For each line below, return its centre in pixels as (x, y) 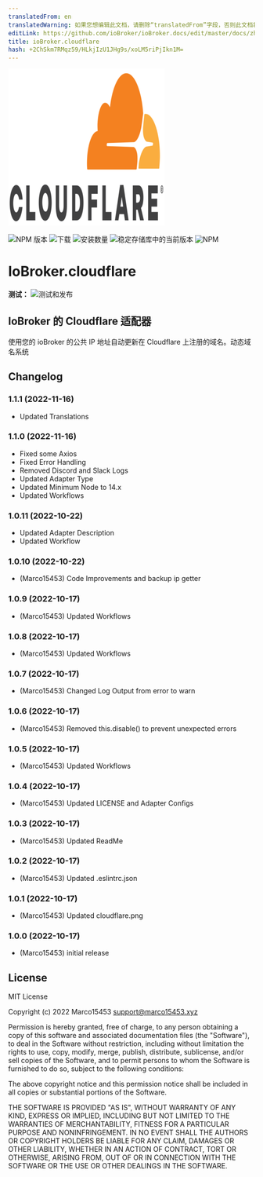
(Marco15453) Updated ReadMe (71, 841)
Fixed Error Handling (52, 462)
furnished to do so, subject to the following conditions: (96, 1069)
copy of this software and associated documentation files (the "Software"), (129, 1036)
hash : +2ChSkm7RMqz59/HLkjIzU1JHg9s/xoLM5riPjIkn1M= (96, 50)
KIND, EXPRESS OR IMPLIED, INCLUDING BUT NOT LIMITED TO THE (119, 1116)
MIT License (28, 996)
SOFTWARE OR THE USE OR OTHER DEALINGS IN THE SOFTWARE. (118, 1166)
